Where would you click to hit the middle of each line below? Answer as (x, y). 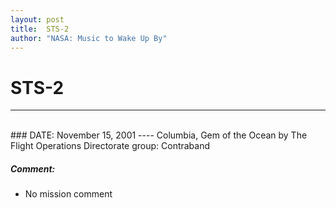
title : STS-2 (40, 29)
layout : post (37, 19)
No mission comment (68, 194)
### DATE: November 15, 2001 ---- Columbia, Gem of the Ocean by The (159, 135)
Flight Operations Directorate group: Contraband (110, 146)
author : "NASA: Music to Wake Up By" (89, 38)
